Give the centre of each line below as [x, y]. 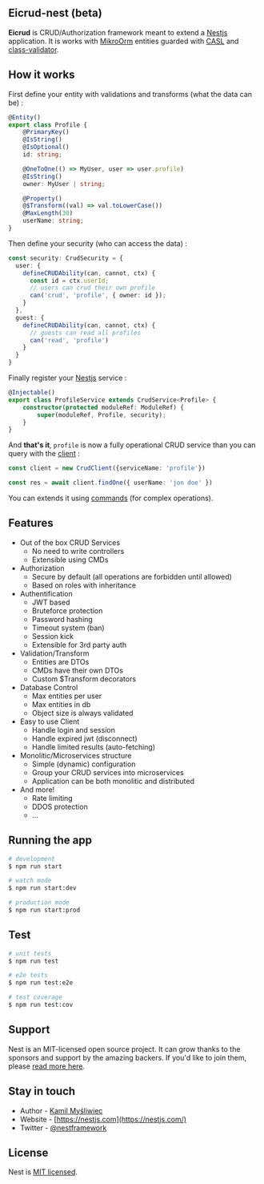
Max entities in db [61, 704]
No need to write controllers [78, 551]
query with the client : [44, 454]
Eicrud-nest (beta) [55, 13]
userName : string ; [53, 221]
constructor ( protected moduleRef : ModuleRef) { [103, 407]
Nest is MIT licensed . [43, 1172]
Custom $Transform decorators [84, 679]
